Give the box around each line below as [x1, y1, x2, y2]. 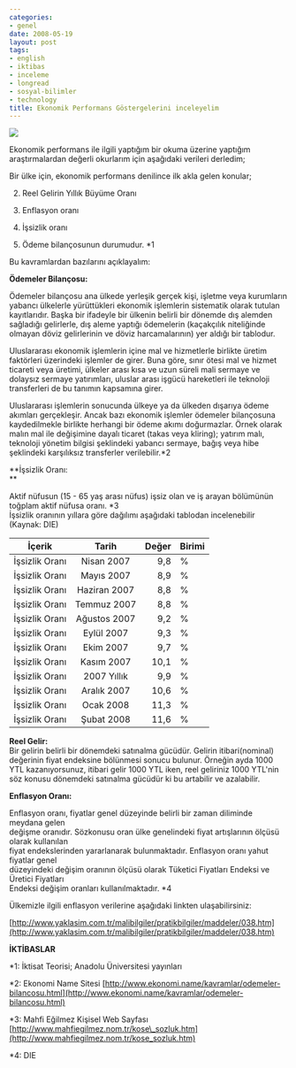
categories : [9, 12, 53, 22]
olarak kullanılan [9, 836, 69, 847]
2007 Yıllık [83, 670, 128, 682]
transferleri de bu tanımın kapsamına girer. [9, 383, 163, 394]
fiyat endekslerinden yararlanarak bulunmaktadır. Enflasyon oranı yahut [9, 846, 269, 857]
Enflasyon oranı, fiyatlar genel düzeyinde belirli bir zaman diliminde [9, 808, 254, 818]
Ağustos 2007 [75, 612, 136, 625]
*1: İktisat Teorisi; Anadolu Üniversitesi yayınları [9, 961, 183, 972]
